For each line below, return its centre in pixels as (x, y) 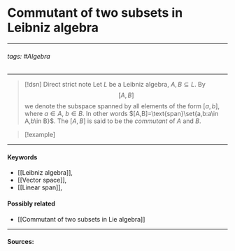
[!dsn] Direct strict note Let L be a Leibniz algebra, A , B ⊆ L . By (115, 85)
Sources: (21, 242)
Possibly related (31, 203)
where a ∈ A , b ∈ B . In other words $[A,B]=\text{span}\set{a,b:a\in (121, 114)
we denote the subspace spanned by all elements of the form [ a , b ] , (122, 106)
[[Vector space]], (42, 180)
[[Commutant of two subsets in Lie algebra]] (81, 219)
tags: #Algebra (29, 56)
